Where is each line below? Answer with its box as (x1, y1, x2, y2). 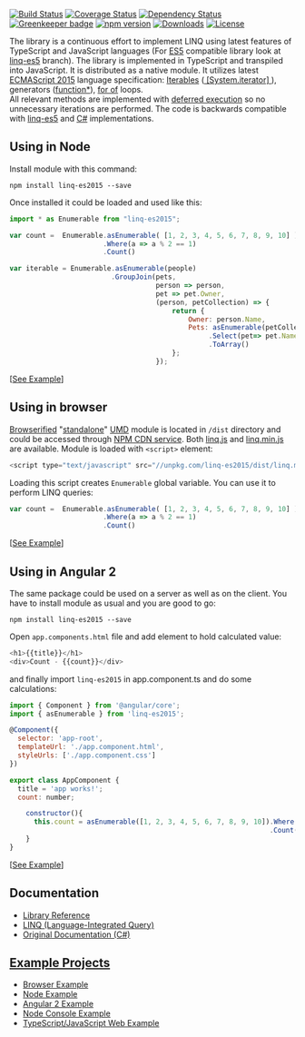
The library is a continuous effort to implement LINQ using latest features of (9, 36, 292, 46)
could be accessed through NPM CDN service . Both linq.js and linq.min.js (9, 433, 284, 444)
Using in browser (9, 400, 108, 415)
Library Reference (22, 909, 91, 921)
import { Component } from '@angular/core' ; (9, 700, 181, 710)
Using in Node (9, 139, 91, 154)
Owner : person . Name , (188, 314, 266, 324)
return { (172, 306, 205, 315)
